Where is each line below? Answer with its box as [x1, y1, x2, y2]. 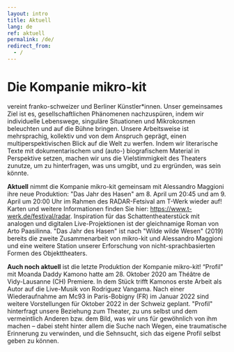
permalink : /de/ [7, 36, 54, 43]
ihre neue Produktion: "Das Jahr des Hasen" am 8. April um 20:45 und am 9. [7, 190, 226, 198]
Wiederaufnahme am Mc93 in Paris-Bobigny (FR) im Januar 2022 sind [7, 292, 209, 300]
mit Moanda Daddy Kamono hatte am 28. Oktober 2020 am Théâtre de [7, 270, 210, 278]
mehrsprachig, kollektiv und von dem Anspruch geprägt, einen [7, 132, 187, 140]
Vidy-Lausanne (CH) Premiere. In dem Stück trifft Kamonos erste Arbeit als [7, 277, 222, 286]
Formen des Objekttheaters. [7, 249, 88, 257]
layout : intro [7, 10, 49, 17]
